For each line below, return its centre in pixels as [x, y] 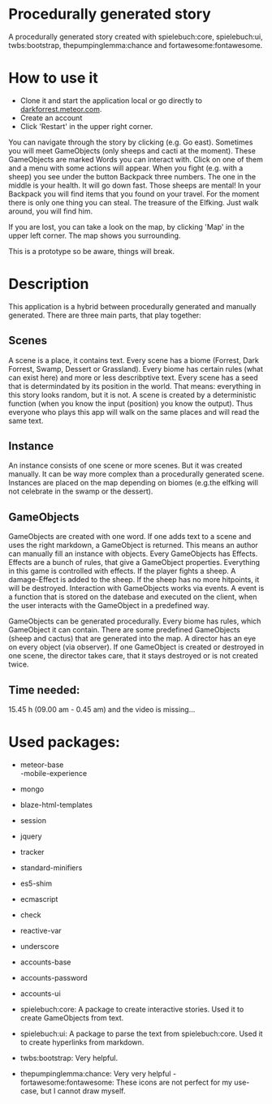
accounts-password [54, 978]
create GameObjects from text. [72, 1018]
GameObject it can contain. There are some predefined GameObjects [125, 630]
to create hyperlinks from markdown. [82, 1042]
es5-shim [36, 883]
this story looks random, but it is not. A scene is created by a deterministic [133, 395]
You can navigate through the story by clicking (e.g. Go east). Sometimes [131, 142]
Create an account [51, 118]
